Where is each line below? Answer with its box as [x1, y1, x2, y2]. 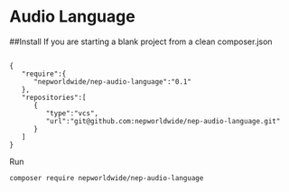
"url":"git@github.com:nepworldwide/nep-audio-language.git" [45, 116, 281, 125]
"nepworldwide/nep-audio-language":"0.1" [33, 77, 192, 87]
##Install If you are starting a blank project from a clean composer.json [9, 36, 273, 47]
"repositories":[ [21, 93, 88, 102]
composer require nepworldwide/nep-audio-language [9, 173, 204, 182]
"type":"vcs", [45, 108, 99, 118]
